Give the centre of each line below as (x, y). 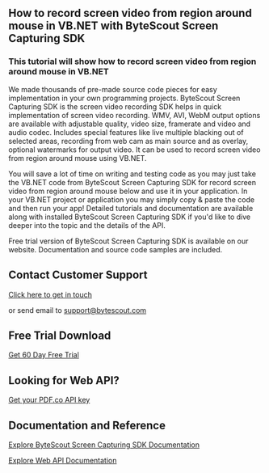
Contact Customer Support (78, 275)
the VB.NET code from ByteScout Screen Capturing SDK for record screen (132, 182)
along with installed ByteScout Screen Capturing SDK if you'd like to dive (130, 217)
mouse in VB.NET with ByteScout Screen (113, 26)
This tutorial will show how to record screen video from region (132, 61)
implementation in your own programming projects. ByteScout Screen (124, 98)
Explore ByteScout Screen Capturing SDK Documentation (104, 445)
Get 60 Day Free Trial (44, 355)
